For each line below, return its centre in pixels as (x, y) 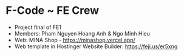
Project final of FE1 (38, 27)
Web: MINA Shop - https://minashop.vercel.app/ (75, 40)
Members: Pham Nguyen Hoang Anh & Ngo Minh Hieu (82, 33)
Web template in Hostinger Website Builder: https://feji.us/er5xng (96, 46)
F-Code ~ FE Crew (53, 11)
